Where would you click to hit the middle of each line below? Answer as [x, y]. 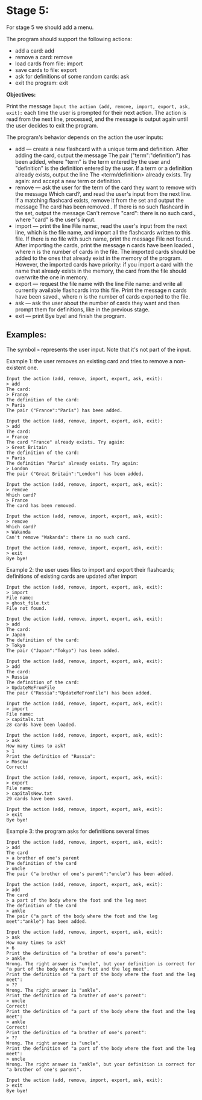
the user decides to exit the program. [52, 125]
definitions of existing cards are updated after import [72, 576]
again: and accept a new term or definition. [68, 181]
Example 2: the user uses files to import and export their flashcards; [90, 569]
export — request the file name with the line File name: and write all [99, 283]
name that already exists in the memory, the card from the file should [101, 271]
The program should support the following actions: [69, 39]
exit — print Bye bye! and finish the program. [71, 315]
